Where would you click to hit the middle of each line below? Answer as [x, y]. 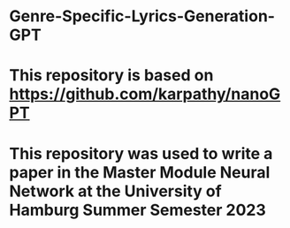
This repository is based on [111, 76]
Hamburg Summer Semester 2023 [138, 210]
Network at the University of [116, 191]
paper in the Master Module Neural [140, 172]
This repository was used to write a [141, 153]
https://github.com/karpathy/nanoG [145, 94]
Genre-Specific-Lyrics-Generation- [142, 16]
